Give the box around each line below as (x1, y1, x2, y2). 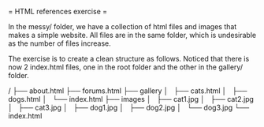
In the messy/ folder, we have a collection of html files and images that (8, 22, 237, 31)
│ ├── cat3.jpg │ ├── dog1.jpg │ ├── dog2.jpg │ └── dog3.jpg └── (8, 103, 250, 112)
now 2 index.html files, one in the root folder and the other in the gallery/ (8, 62, 243, 72)
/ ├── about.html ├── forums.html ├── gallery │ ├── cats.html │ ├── (8, 86, 247, 95)
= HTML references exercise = (8, 7, 108, 16)
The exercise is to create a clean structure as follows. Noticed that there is (8, 54, 250, 63)
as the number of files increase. (8, 39, 112, 48)
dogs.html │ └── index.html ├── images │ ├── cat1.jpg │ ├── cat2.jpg (8, 95, 255, 103)
